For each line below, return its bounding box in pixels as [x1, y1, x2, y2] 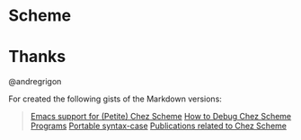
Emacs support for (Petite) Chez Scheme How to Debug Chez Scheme [30, 111, 292, 122]
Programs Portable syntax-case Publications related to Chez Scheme [30, 120, 287, 131]
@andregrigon [8, 76, 62, 87]
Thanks [8, 47, 66, 67]
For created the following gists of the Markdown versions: [8, 93, 222, 104]
